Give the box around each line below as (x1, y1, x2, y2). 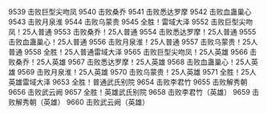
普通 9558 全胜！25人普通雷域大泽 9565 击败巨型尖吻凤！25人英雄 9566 (8, 47, 249, 56)
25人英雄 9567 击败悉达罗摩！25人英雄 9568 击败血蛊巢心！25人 (35, 57, 252, 67)
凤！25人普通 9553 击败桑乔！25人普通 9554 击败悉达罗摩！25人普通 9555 (8, 27, 257, 36)
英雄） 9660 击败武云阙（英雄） (42, 97, 150, 107)
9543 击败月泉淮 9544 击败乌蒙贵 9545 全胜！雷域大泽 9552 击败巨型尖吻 (8, 17, 253, 26)
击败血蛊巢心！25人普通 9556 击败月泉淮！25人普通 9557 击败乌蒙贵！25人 (8, 37, 258, 47)
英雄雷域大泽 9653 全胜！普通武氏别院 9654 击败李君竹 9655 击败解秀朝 (8, 77, 248, 87)
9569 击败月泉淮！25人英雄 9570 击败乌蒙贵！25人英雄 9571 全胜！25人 (17, 67, 257, 76)
